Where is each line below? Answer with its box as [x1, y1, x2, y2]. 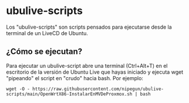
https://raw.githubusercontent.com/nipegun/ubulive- [32, 86, 164, 92]
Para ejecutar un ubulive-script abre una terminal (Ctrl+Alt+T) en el [6, 62, 168, 69]
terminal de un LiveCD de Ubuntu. [6, 29, 88, 36]
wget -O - [6, 86, 31, 92]
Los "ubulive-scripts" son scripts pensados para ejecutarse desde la [6, 23, 172, 30]
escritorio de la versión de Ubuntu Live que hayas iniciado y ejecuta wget [6, 68, 184, 75]
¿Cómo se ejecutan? [6, 47, 83, 57]
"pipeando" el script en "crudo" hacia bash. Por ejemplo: [6, 74, 144, 81]
